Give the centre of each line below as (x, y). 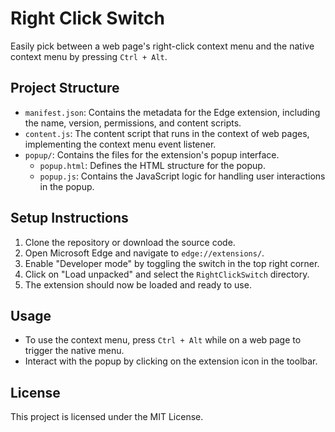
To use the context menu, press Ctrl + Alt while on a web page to (163, 340)
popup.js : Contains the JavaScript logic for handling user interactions (182, 176)
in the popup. (67, 186)
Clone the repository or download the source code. (130, 242)
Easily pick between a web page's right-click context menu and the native (162, 46)
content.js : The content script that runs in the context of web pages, (167, 133)
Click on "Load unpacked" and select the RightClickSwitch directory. (167, 274)
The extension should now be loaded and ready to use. (138, 284)
